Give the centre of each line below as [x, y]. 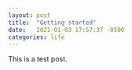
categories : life [37, 37]
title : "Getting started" [52, 23]
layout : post [29, 15]
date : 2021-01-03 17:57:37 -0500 [66, 30]
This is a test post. [38, 59]
